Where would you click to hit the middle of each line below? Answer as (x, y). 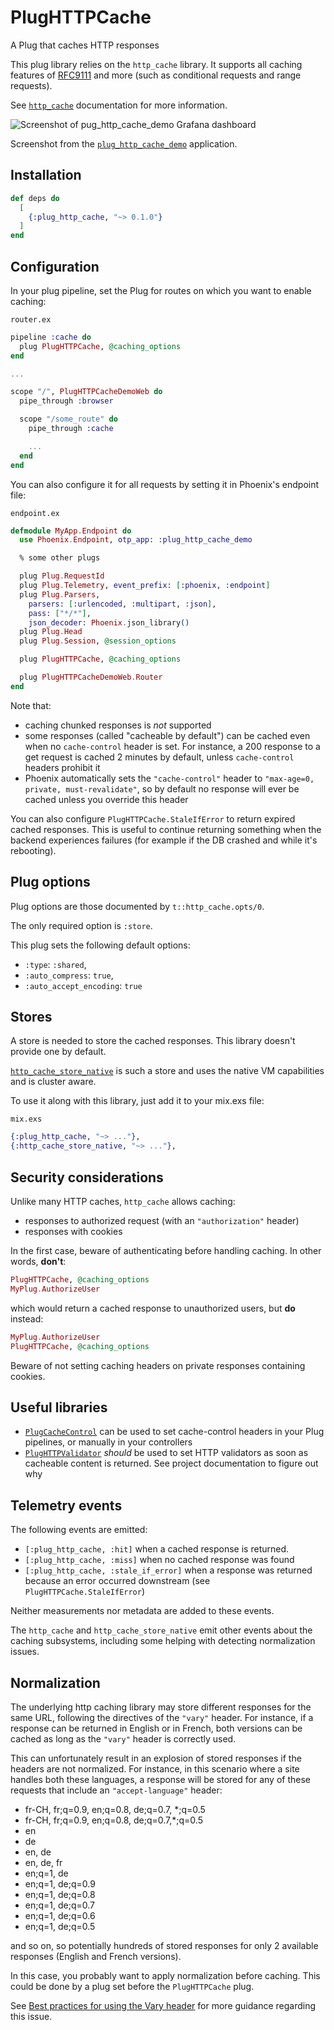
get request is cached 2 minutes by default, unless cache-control (159, 757)
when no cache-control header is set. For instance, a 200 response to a (172, 746)
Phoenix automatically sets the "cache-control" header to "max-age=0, (169, 778)
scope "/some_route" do (68, 419)
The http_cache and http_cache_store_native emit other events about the (161, 1630)
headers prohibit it (62, 767)
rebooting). (33, 850)
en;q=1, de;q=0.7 (59, 1905)
